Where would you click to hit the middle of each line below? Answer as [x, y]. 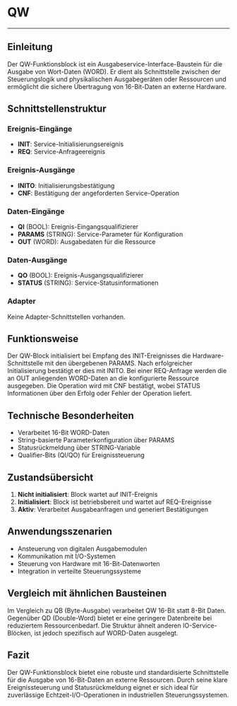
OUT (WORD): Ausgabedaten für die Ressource [87, 242]
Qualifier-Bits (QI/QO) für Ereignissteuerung [81, 455]
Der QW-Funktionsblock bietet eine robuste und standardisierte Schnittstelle [118, 672]
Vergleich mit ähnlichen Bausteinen [87, 593]
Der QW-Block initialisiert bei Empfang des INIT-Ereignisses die [99, 356]
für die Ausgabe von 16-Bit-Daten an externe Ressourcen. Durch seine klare [117, 680]
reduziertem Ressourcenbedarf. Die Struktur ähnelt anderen [95, 625]
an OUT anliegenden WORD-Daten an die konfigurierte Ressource [103, 378]
